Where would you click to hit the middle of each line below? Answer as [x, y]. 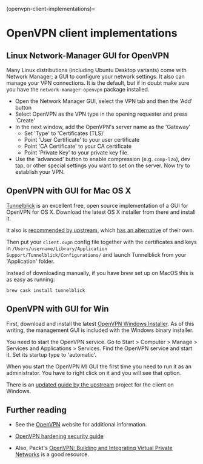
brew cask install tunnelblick [46, 290]
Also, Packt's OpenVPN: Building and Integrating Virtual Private [94, 448]
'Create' [25, 120]
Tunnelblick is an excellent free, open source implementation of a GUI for [98, 205]
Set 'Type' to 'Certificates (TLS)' [64, 133]
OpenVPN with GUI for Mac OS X [69, 191]
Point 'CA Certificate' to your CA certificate [78, 146]
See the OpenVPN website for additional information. [81, 425]
